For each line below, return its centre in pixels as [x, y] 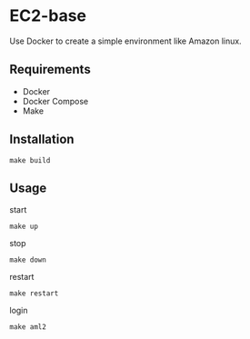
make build [30, 160]
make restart [34, 294]
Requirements [50, 70]
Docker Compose [55, 101]
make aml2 [28, 327]
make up [24, 227]
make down [28, 260]
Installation [42, 140]
